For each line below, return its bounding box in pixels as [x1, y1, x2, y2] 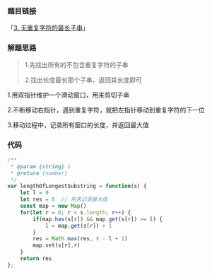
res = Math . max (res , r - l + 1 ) [33, 235, 129, 242]
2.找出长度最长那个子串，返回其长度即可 [24, 76, 143, 84]
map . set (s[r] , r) [33, 242, 81, 249]
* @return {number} [10, 170, 69, 177]
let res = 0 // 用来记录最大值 [20, 196, 108, 203]
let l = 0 [20, 189, 49, 197]
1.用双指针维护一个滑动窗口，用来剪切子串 [7, 90, 129, 99]
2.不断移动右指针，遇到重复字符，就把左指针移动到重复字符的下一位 [7, 105, 205, 114]
